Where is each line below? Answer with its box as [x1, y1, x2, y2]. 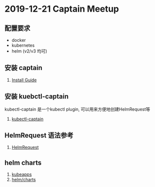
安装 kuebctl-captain [4, 93, 69, 101]
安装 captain [4, 64, 42, 72]
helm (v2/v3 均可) [11, 48, 47, 54]
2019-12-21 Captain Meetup [4, 3, 120, 15]
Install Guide [11, 77, 37, 83]
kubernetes [11, 42, 35, 48]
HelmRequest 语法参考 [4, 131, 74, 140]
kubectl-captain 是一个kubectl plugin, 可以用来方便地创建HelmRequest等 [4, 106, 151, 112]
